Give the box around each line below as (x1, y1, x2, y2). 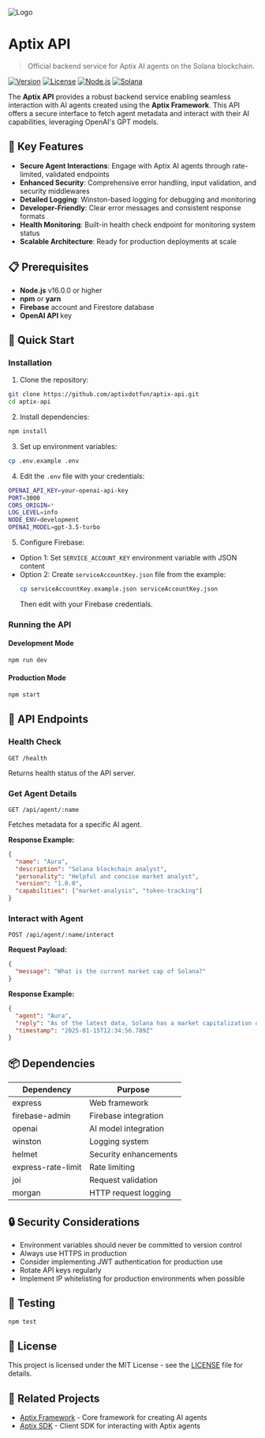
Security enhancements (89, 1149, 178, 1160)
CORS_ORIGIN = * (8, 501, 55, 509)
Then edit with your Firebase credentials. (19, 599, 154, 609)
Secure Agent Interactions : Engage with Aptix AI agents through (19, 160, 231, 170)
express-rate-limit (12, 1162, 82, 1173)
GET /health (8, 754, 47, 762)
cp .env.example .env (8, 457, 80, 465)
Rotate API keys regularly (19, 1265, 102, 1274)
